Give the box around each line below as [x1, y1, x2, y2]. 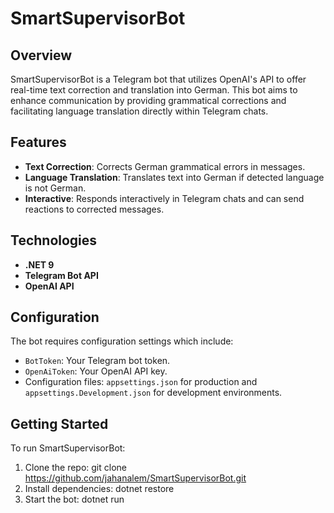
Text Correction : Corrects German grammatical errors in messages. [24, 160, 306, 172]
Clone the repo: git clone [24, 462, 127, 474]
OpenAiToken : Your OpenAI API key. [24, 365, 168, 377]
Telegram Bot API [24, 269, 99, 281]
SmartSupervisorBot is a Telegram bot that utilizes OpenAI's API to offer [10, 73, 307, 85]
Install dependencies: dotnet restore [24, 483, 175, 495]
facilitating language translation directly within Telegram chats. [10, 105, 269, 117]
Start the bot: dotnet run [24, 493, 125, 506]
